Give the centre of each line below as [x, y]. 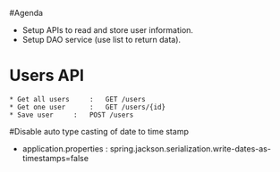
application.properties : [65, 148]
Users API [47, 76]
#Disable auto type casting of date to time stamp [99, 131]
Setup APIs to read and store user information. [108, 30]
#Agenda [26, 13]
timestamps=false [55, 158]
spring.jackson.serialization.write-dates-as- [190, 148]
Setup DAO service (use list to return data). [102, 40]
